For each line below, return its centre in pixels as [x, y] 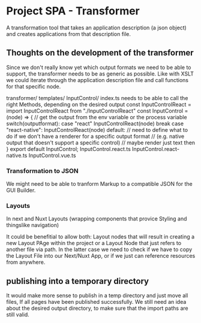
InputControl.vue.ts [52, 155]
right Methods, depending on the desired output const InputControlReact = [99, 104]
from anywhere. [26, 262]
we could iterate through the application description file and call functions [97, 80]
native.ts [17, 155]
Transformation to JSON [43, 171]
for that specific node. [34, 86]
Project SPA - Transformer [73, 11]
